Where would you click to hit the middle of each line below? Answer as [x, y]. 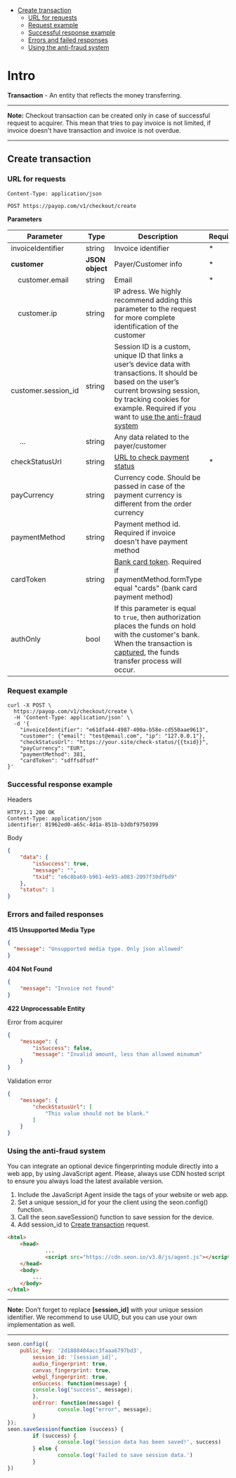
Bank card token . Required [158, 561]
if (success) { [55, 1436]
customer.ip [38, 313]
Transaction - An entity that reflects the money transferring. [94, 95]
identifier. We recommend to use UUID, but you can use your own [102, 1317]
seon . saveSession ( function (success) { [66, 1429]
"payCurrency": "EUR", [53, 748]
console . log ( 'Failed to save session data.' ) [125, 1456]
